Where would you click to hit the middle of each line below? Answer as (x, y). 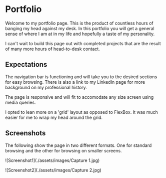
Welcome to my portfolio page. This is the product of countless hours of (79, 23)
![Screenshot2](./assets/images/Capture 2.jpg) (53, 170)
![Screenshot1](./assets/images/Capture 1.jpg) (52, 160)
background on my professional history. (46, 87)
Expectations (26, 64)
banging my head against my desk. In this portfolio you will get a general (80, 28)
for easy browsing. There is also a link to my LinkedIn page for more (75, 82)
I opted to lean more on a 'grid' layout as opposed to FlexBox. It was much (82, 112)
